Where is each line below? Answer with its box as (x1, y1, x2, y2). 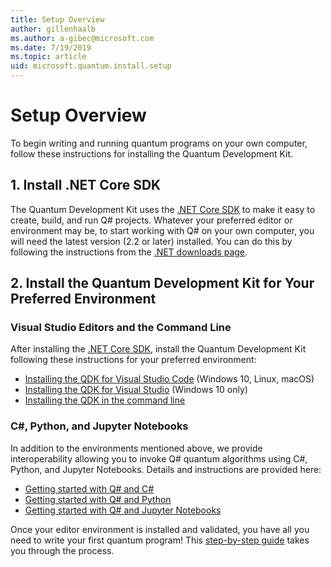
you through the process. (10, 544, 115, 556)
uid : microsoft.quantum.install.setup (10, 61, 172, 71)
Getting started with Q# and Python (24, 493, 172, 505)
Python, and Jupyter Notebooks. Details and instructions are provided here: (10, 463, 322, 475)
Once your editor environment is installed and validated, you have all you (10, 523, 310, 535)
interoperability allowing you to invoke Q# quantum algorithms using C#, (10, 452, 308, 465)
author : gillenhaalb (10, 24, 97, 34)
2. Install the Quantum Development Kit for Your (10, 275, 315, 292)
